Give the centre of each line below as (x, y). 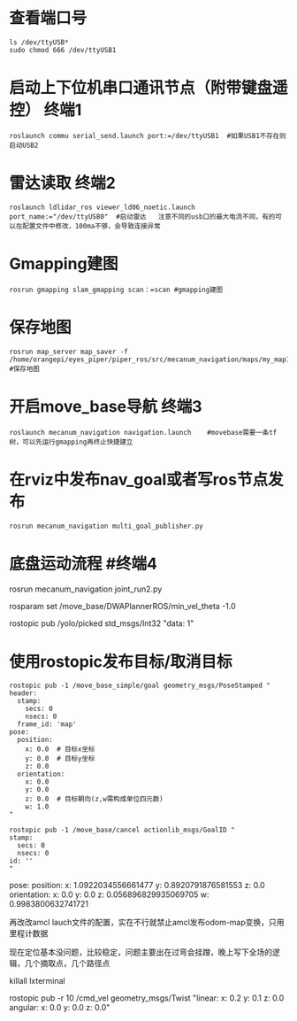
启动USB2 (24, 145)
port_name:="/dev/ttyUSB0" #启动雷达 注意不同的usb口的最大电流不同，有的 (142, 217)
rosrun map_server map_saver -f (69, 352)
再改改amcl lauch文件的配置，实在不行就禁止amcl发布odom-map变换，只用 (147, 923)
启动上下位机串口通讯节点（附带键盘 (141, 88)
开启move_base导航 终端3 (106, 406)
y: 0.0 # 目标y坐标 (60, 759)
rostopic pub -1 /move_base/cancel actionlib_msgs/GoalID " (122, 830)
